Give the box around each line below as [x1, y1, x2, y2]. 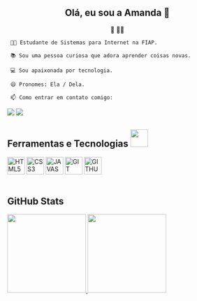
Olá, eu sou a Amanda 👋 [64, 7, 170, 19]
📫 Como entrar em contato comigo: [10, 94, 113, 101]
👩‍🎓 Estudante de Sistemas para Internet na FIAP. [10, 39, 158, 46]
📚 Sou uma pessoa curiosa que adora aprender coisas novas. [10, 52, 191, 59]
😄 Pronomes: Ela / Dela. [10, 81, 85, 88]
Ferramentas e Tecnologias [7, 138, 129, 150]
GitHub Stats [7, 196, 64, 207]
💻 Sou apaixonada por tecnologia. [10, 67, 113, 74]
